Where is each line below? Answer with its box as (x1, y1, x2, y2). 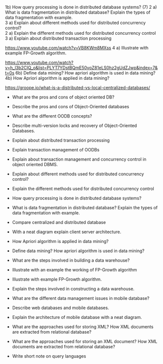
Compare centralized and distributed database (12, 219, 106, 225)
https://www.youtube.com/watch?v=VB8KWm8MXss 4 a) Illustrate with (5, 45, 149, 50)
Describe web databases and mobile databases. (12, 305, 109, 311)
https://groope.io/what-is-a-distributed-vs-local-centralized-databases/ (5, 85, 150, 90)
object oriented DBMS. (12, 162, 58, 167)
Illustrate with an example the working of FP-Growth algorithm (12, 267, 138, 272)
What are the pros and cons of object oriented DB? (12, 94, 115, 100)
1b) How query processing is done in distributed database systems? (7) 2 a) (5, 4, 157, 10)
